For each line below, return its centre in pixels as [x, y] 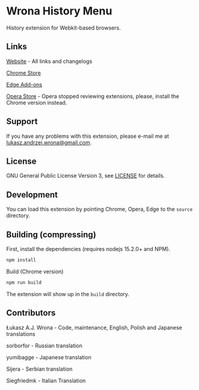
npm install [21, 260]
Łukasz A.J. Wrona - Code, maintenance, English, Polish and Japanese [94, 327]
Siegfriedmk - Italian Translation [46, 380]
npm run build [24, 282]
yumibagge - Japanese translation [49, 357]
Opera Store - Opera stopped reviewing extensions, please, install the [93, 96]
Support [22, 122]
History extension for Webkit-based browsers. [64, 28]
